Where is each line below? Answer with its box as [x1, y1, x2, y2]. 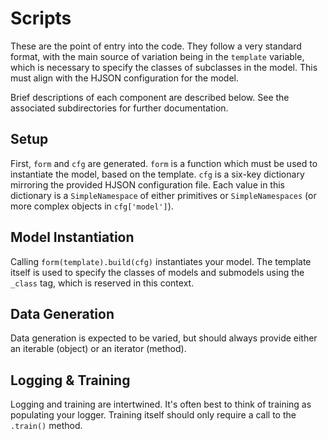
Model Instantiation [10, 229, 135, 246]
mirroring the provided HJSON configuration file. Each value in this [10, 178, 285, 191]
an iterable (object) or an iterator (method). [10, 343, 187, 355]
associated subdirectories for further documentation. [10, 102, 229, 114]
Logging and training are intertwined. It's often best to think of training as [10, 398, 312, 411]
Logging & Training [10, 372, 131, 389]
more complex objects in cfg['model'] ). [10, 200, 174, 212]
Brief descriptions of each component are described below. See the [10, 91, 290, 103]
